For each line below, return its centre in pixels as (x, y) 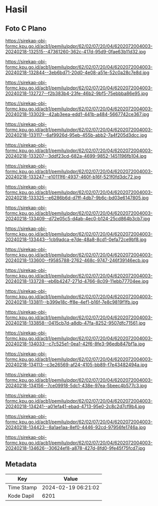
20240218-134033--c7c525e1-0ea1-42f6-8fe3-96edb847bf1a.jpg (75, 344)
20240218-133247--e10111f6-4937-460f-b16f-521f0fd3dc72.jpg (73, 177)
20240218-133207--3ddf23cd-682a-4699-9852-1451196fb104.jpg (76, 156)
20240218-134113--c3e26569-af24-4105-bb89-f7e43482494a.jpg (76, 365)
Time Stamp (23, 488)
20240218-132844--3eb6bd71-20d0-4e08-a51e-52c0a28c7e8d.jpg (77, 72)
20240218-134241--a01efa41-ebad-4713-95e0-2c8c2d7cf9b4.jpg (75, 406)
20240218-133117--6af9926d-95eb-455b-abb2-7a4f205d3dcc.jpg (76, 135)
